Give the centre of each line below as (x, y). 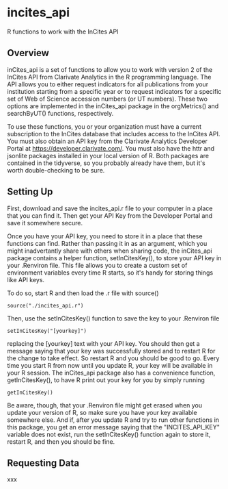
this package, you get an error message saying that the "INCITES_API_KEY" (113, 427)
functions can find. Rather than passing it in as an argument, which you (107, 243)
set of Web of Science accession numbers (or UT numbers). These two (108, 99)
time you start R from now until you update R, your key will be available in (110, 365)
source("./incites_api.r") (45, 305)
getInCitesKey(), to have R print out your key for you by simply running (106, 380)
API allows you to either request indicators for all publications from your (108, 84)
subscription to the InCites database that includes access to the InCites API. (114, 134)
